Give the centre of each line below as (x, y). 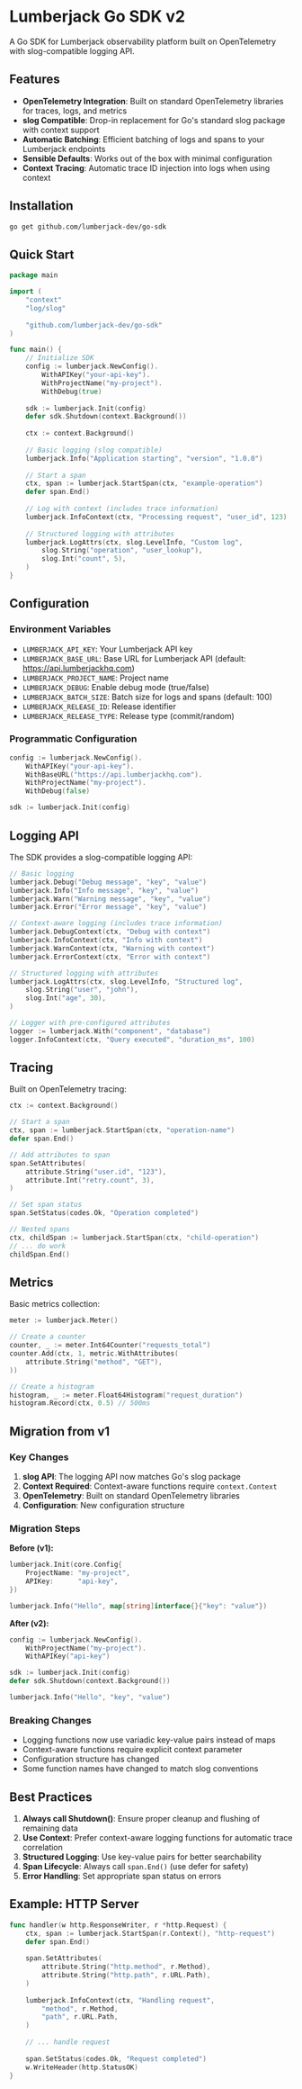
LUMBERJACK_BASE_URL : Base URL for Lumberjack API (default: (134, 658)
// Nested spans (40, 1229)
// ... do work (38, 1246)
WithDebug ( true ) (72, 392)
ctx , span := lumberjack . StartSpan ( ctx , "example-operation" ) (144, 483)
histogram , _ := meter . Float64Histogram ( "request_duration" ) (126, 1395)
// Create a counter (48, 1337)
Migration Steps (45, 1528)
